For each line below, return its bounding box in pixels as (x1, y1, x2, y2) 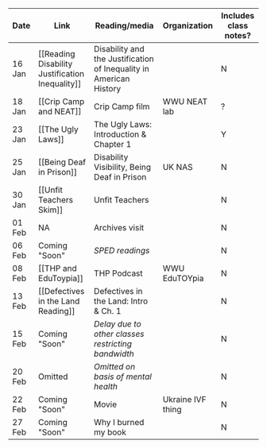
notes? (224, 30, 252, 41)
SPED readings (94, 245, 150, 256)
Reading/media (95, 20, 154, 31)
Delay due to (94, 319, 141, 329)
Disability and (94, 44, 145, 54)
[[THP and (38, 263, 77, 273)
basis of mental (94, 371, 153, 382)
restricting (94, 338, 133, 349)
